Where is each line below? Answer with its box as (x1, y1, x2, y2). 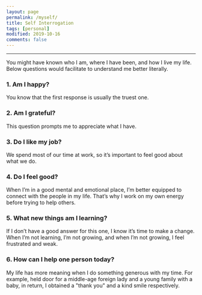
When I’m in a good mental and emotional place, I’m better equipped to (6, 186, 182, 193)
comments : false (6, 37, 47, 43)
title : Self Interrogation (6, 20, 74, 26)
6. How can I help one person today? (6, 255, 115, 264)
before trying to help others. (6, 199, 76, 206)
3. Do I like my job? (6, 138, 62, 146)
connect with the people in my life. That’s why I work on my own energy (6, 193, 185, 200)
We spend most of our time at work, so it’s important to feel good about (6, 151, 183, 158)
